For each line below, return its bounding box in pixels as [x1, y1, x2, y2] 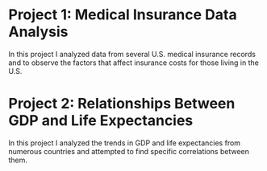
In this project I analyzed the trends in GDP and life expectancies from [8, 138, 240, 148]
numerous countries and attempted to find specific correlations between [8, 146, 250, 156]
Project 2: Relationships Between [8, 95, 236, 113]
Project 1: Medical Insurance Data [8, 6, 237, 24]
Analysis [8, 22, 69, 41]
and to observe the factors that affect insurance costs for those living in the [8, 58, 260, 67]
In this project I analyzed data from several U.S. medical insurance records [8, 49, 257, 59]
